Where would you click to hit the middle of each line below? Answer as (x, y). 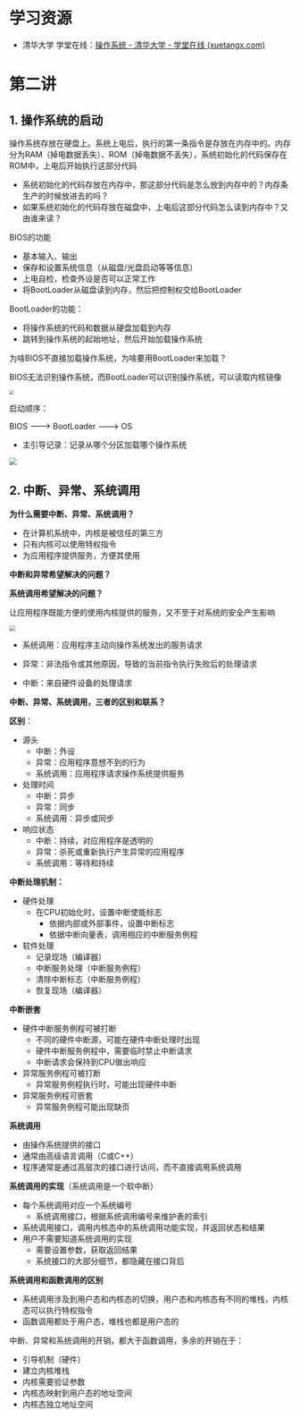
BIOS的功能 (30, 237)
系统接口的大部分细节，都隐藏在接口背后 (110, 1261)
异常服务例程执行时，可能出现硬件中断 (106, 1084)
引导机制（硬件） (54, 1360)
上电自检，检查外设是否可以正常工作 (89, 278)
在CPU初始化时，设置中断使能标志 (99, 913)
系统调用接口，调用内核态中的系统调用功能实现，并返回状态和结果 (143, 1227)
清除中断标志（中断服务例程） (90, 980)
